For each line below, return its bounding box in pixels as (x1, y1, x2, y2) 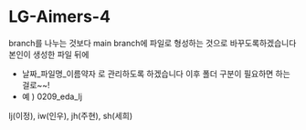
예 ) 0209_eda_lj (21, 91, 83, 102)
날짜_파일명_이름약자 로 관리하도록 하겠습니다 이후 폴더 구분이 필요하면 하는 (21, 68, 291, 79)
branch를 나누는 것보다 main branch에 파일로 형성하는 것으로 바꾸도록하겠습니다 (8, 37, 297, 48)
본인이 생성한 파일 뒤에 (8, 48, 90, 60)
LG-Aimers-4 (8, 6, 111, 27)
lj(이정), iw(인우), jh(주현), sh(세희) (8, 110, 133, 121)
